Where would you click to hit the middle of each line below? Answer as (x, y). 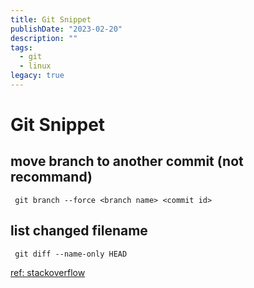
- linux (35, 66)
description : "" (44, 38)
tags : (21, 47)
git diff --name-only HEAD (71, 254)
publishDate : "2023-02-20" (66, 29)
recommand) (51, 177)
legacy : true (37, 76)
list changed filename (79, 231)
